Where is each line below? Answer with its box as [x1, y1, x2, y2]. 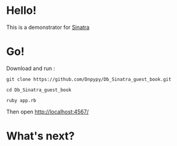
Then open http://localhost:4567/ [6, 108, 89, 115]
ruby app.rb [6, 97, 36, 103]
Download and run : [6, 65, 56, 72]
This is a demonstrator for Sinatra [6, 24, 89, 31]
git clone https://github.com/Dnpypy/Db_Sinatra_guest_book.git [6, 76, 172, 82]
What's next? [6, 129, 75, 143]
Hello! [6, 4, 37, 17]
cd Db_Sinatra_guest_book [6, 87, 71, 93]
